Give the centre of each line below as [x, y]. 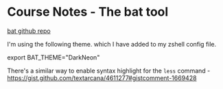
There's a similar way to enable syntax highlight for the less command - [109, 71]
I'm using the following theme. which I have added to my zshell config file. [112, 44]
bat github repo [29, 31]
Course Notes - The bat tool [88, 12]
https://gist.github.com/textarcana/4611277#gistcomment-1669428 [102, 78]
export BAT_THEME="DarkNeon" [54, 57]
